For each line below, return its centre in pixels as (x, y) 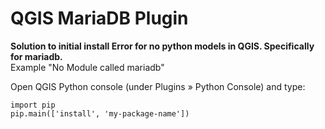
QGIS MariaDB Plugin (99, 18)
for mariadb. (36, 56)
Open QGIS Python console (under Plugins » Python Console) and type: (158, 86)
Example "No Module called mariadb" (87, 67)
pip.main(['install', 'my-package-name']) (100, 113)
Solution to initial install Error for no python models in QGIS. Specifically (162, 46)
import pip (33, 105)
